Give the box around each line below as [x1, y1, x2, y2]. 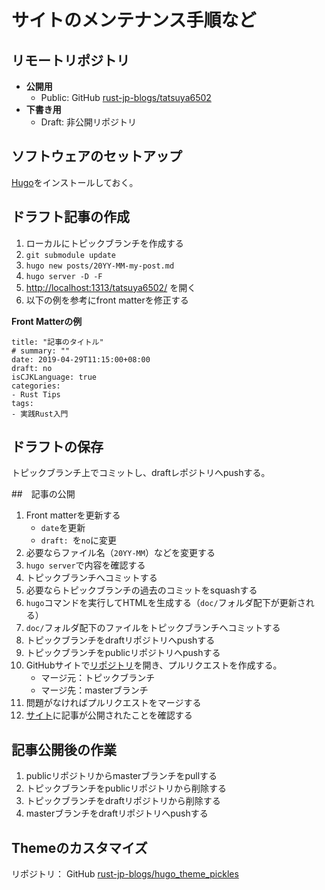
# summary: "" [11, 346, 71, 356]
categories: [11, 381, 61, 391]
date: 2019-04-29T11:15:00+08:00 [11, 354, 151, 365]
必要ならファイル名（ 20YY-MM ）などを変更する [25, 547, 216, 559]
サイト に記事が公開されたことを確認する [25, 709, 193, 721]
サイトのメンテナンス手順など [11, 9, 257, 32]
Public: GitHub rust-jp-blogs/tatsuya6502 [40, 92, 212, 103]
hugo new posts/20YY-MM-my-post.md [25, 261, 175, 271]
